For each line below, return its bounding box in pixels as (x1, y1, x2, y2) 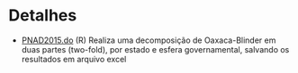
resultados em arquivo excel (21, 53, 127, 64)
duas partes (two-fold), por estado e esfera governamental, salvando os (21, 44, 290, 54)
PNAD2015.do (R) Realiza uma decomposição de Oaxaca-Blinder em (21, 35, 276, 45)
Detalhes (8, 5, 77, 26)
